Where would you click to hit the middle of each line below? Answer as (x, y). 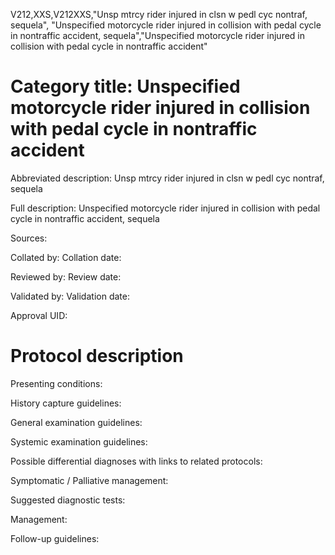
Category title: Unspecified (125, 86)
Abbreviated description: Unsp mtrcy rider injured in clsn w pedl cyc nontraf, (167, 178)
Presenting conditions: (56, 383)
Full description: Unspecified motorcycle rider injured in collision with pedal (165, 208)
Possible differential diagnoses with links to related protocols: (136, 461)
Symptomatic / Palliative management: (89, 480)
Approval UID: (39, 315)
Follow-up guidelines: (55, 538)
